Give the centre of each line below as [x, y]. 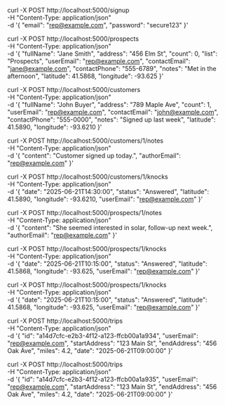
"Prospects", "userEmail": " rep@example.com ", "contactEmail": [99, 61]
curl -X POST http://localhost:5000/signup [68, 10]
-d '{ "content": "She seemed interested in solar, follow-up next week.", [110, 227]
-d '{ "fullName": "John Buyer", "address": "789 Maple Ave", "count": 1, [109, 104]
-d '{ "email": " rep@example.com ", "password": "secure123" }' [98, 25]
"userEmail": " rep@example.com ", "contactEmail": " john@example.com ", [113, 112]
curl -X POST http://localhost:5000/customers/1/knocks [88, 176]
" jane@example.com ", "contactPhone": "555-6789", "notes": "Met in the [112, 69]
